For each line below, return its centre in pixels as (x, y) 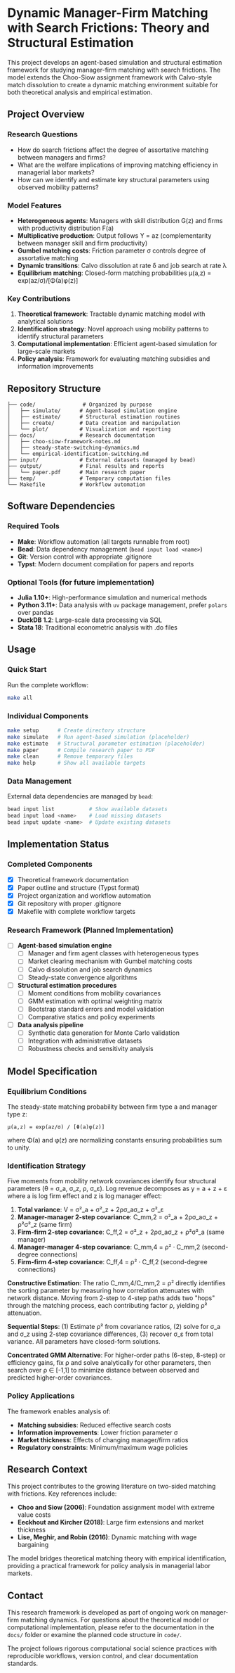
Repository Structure (54, 388)
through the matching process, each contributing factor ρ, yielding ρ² (108, 1306)
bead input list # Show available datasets (88, 809)
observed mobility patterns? (58, 187)
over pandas (35, 613)
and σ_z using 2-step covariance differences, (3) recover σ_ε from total (110, 1334)
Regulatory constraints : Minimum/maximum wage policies (102, 1447)
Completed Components (50, 865)
